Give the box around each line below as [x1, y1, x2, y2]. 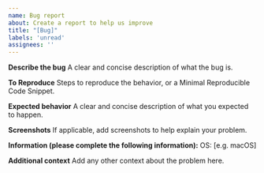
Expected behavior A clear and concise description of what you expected [8, 102, 249, 111]
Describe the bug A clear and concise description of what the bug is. [8, 62, 233, 72]
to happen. [8, 110, 43, 119]
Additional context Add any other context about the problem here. [8, 156, 225, 166]
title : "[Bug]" [8, 26, 58, 34]
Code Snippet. [8, 86, 55, 96]
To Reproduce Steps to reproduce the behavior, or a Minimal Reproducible [8, 78, 251, 88]
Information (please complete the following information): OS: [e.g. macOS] [8, 141, 257, 150]
